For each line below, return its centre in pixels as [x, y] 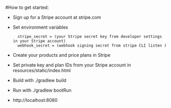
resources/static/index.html [41, 70]
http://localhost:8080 [35, 100]
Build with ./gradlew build [39, 80]
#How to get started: [27, 7]
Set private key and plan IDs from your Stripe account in [72, 65]
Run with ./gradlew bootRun [42, 90]
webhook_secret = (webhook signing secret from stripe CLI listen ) [92, 46]
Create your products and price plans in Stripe [62, 55]
